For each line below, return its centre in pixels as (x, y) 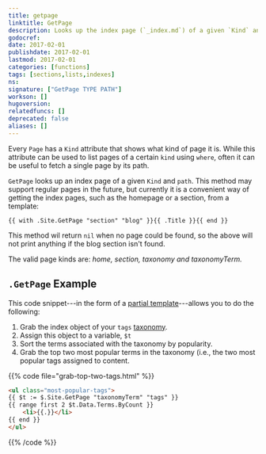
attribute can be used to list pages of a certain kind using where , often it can (131, 157)
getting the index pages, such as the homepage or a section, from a (119, 197)
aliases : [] (28, 126)
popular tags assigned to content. (74, 361)
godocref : (25, 38)
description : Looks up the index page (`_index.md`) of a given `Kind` (129, 30)
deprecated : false (38, 119)
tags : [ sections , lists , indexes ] (61, 74)
